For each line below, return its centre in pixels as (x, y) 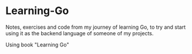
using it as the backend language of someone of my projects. (80, 33)
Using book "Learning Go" (37, 45)
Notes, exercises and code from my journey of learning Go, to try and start (96, 27)
